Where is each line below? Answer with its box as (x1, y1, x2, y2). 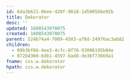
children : (6, 42, 31, 48)
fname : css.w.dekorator (6, 58, 66, 64)
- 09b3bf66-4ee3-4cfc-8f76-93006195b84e (11, 48, 114, 53)
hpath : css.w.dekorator (6, 64, 66, 70)
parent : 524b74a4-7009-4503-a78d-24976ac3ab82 (6, 36, 125, 42)
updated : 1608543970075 (6, 25, 66, 31)
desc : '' (6, 20, 28, 26)
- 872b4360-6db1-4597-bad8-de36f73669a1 (11, 53, 114, 59)
